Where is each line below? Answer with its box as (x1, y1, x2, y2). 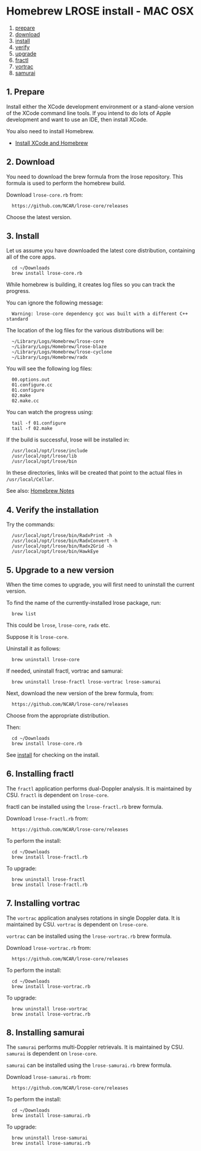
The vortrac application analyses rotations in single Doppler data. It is (6, 914, 180, 922)
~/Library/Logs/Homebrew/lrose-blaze (12, 344, 107, 350)
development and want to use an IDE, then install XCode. (6, 116, 148, 123)
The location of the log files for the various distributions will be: (6, 327, 164, 334)
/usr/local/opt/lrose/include (12, 448, 88, 454)
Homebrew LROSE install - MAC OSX (6, 4, 194, 18)
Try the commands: (6, 521, 55, 528)
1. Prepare (6, 87, 45, 97)
